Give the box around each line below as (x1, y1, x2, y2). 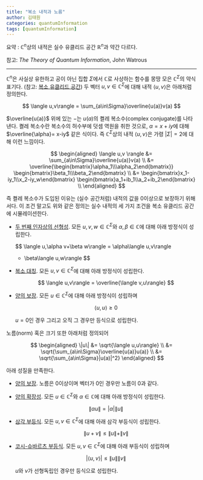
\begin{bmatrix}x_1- (141, 169, 190, 176)
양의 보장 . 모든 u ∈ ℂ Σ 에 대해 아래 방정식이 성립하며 (14, 291, 138, 299)
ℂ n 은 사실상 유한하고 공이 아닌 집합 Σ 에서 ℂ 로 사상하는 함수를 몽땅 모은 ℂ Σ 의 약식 (6, 74, 196, 82)
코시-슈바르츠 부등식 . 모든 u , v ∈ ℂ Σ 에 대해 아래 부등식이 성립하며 (14, 441, 170, 450)
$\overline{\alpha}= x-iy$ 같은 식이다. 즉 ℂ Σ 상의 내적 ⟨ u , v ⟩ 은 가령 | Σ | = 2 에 (6, 130, 188, 137)
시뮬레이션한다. (12, 209, 49, 217)
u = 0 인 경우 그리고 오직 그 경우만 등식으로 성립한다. (14, 316, 138, 324)
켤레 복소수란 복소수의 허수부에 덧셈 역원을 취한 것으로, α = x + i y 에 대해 (19, 122, 190, 130)
